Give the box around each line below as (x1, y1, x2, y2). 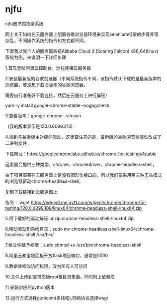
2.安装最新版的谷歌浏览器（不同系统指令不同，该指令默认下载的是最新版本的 (5, 75, 162, 81)
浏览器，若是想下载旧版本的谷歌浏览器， (5, 81, 88, 88)
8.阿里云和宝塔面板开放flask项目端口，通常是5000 (5, 252, 108, 258)
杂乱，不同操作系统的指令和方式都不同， (5, 37, 88, 43)
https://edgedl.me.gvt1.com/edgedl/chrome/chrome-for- (30, 199, 147, 205)
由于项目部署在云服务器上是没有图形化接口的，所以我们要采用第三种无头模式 (5, 172, 162, 178)
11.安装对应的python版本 (5, 284, 55, 290)
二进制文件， (5, 140, 31, 146)
